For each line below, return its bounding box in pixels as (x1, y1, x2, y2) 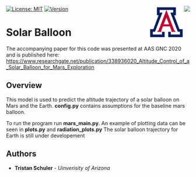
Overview (6, 80, 43, 90)
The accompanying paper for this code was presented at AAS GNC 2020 (6, 45, 182, 52)
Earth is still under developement (6, 132, 85, 139)
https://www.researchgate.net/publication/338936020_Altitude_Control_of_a (6, 57, 190, 64)
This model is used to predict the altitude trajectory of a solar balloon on (6, 96, 180, 103)
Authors (6, 149, 37, 159)
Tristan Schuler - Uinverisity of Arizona (14, 164, 110, 171)
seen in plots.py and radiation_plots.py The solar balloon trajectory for (6, 126, 178, 133)
